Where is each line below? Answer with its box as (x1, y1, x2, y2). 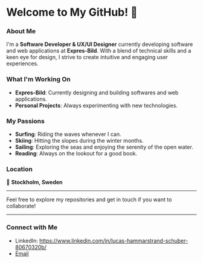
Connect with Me (6, 223, 58, 232)
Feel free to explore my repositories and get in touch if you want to (6, 196, 172, 203)
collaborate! (6, 203, 36, 210)
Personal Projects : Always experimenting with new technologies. (14, 102, 178, 109)
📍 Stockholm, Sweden (6, 178, 63, 186)
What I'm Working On (6, 75, 71, 83)
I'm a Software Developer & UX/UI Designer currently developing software (6, 41, 193, 48)
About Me (6, 27, 36, 36)
